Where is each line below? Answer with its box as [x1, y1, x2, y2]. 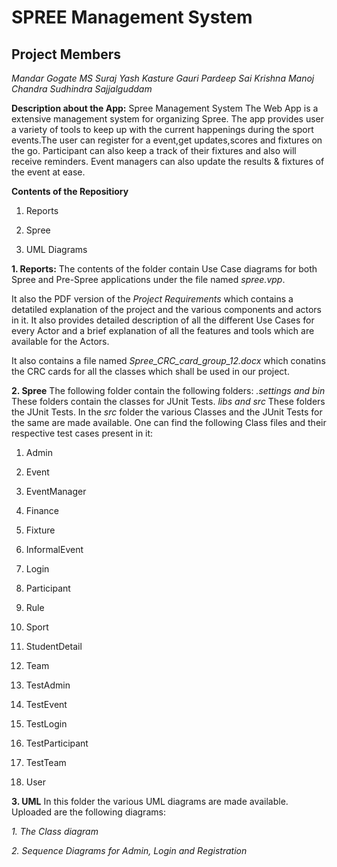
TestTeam [25, 757, 67, 768]
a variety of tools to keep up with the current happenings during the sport [11, 124, 314, 135]
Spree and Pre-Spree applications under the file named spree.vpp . [11, 274, 286, 285]
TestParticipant [25, 737, 89, 749]
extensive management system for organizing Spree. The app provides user [11, 113, 325, 125]
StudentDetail [25, 641, 83, 652]
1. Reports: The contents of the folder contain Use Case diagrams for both [11, 263, 318, 275]
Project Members [11, 46, 122, 63]
